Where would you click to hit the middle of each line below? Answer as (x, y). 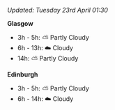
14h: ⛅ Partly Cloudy (48, 58)
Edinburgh (23, 74)
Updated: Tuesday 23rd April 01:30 (58, 10)
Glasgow (20, 23)
